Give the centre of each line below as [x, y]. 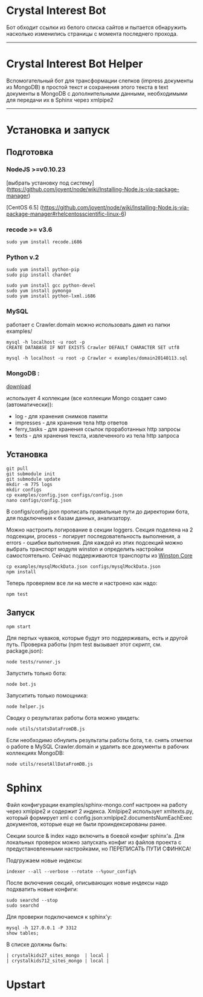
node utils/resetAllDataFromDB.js [50, 764]
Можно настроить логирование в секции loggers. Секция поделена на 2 [100, 530]
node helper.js [25, 706]
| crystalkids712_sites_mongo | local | [58, 961]
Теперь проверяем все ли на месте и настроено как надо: [82, 583]
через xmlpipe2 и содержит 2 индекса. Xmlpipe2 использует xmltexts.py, [100, 811]
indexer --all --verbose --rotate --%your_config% [71, 871]
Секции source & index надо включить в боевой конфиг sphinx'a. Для [95, 835]
